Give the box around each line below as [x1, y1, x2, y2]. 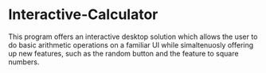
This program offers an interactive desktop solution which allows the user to [8, 32, 258, 41]
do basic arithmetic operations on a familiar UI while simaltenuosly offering [8, 40, 254, 49]
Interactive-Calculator [8, 6, 158, 24]
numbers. [8, 57, 40, 67]
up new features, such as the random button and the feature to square [8, 48, 239, 58]
